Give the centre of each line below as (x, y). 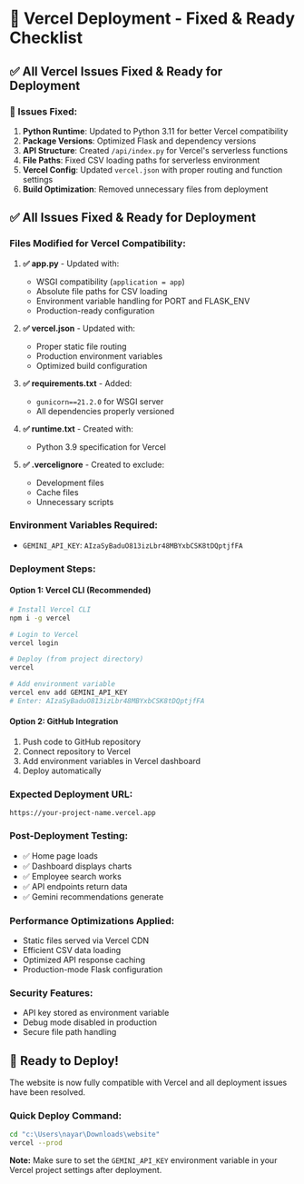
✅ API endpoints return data (75, 886)
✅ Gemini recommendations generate (93, 896)
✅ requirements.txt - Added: (77, 383)
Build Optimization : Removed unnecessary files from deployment (145, 189)
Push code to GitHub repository (82, 742)
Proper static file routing (81, 346)
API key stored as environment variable (96, 1013)
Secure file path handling (69, 1032)
